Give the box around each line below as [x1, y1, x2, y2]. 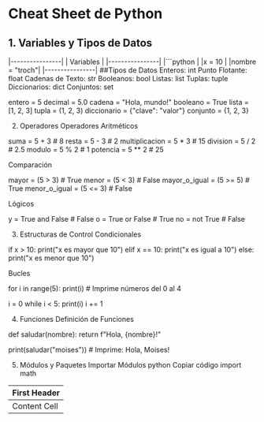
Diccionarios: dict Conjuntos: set [8, 82, 114, 91]
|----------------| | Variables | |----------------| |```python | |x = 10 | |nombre [8, 57, 257, 66]
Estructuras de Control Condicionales [19, 230, 142, 239]
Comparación [8, 160, 53, 170]
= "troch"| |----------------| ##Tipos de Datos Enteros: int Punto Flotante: [8, 65, 247, 75]
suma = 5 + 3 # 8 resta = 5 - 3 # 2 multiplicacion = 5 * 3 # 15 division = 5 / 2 [8, 136, 256, 146]
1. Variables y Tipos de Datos [8, 36, 153, 50]
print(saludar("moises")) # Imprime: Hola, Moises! [8, 345, 170, 354]
